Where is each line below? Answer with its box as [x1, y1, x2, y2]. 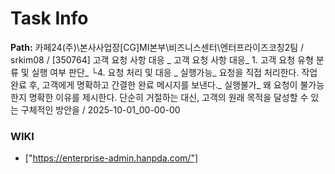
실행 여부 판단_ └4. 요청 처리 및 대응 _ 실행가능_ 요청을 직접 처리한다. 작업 [31, 66, 318, 78]
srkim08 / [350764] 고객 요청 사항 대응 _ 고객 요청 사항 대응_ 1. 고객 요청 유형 [10, 53, 314, 66]
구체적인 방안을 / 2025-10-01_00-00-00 [20, 103, 181, 116]
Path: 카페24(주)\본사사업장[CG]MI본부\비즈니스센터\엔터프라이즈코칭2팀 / [10, 41, 305, 53]
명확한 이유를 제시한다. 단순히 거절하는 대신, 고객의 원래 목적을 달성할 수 [28, 91, 309, 103]
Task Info [10, 7, 89, 30]
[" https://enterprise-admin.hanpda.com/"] [24, 152, 199, 164]
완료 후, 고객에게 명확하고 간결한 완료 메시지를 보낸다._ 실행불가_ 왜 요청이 [10, 78, 298, 91]
